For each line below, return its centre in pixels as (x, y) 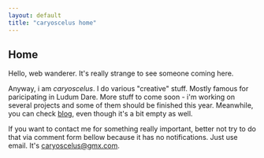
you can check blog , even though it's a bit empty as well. (100, 114)
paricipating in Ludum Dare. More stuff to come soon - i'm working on (121, 97)
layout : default (35, 15)
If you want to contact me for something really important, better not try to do (132, 129)
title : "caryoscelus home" (52, 23)
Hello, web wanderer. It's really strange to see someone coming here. (121, 73)
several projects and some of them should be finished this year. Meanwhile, (131, 105)
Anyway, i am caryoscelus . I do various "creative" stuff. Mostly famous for (128, 89)
